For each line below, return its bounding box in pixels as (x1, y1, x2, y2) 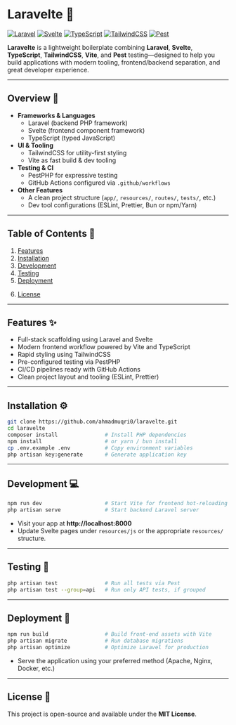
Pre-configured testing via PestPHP (17, 358, 121, 366)
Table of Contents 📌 (7, 228, 96, 240)
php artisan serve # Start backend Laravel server (7, 507, 199, 514)
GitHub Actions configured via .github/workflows (27, 178, 171, 187)
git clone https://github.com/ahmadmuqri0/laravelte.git (7, 418, 178, 426)
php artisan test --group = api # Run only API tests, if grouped (7, 586, 206, 593)
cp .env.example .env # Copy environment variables (7, 444, 193, 452)
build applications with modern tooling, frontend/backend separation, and (7, 58, 221, 66)
